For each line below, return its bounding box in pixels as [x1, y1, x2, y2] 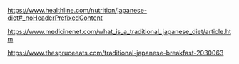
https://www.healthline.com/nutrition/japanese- [7, 6, 148, 14]
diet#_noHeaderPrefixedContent [7, 14, 103, 22]
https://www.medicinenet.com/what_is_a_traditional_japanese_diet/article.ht [7, 28, 232, 36]
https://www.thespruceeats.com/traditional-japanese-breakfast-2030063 [7, 49, 224, 57]
